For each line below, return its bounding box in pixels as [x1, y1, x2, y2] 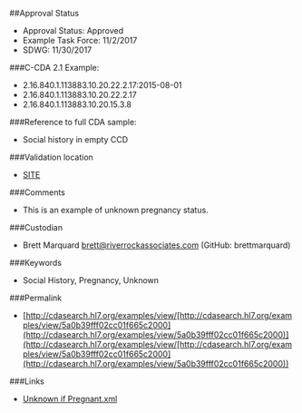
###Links [9, 376, 45, 387]
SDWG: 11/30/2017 [22, 44, 93, 55]
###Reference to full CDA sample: [9, 117, 138, 127]
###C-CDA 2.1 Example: [9, 63, 100, 73]
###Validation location [9, 152, 93, 162]
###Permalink [9, 292, 62, 303]
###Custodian [9, 222, 63, 232]
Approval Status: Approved [22, 25, 124, 35]
